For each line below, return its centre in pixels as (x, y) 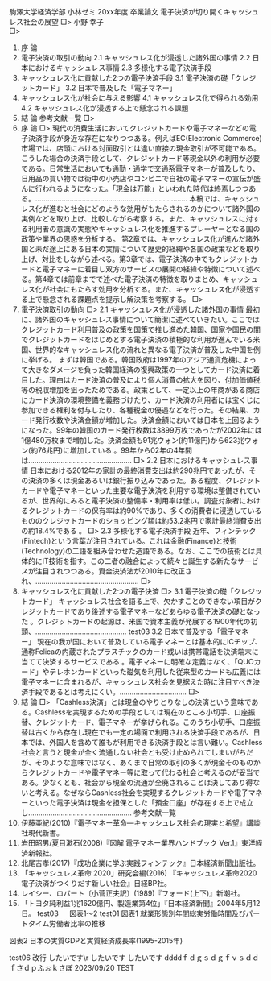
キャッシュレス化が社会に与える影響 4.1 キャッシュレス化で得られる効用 (140, 98)
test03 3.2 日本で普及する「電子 (182, 631)
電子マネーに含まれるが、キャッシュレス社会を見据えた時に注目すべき (137, 682)
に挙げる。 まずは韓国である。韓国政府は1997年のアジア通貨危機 (128, 360)
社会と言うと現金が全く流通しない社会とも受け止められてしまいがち (133, 752)
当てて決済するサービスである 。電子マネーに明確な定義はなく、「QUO (137, 662)
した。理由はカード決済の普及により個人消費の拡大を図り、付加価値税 (144, 380)
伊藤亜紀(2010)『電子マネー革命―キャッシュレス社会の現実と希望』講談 (140, 823)
